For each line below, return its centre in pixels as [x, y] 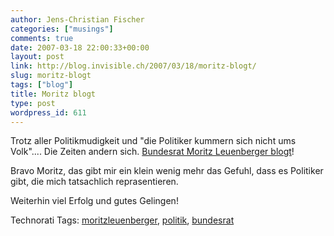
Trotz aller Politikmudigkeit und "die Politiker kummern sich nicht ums [153, 141]
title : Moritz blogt [53, 94]
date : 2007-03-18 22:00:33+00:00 [80, 47]
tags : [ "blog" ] [42, 85]
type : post [33, 103]
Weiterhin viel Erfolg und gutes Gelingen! [94, 201]
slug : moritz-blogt [51, 76]
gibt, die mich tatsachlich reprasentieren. [94, 182]
